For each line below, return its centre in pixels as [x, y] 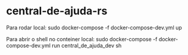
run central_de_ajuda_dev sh [87, 45]
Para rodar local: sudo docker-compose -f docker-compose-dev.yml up [94, 27]
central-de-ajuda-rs [57, 11]
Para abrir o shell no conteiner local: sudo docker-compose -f [82, 39]
